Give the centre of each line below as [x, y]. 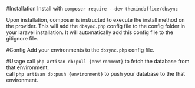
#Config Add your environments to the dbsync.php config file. [80, 50]
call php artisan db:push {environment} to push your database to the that [96, 74]
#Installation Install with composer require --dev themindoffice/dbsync [92, 9]
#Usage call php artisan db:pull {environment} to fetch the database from [98, 61]
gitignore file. [22, 38]
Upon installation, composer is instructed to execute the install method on [95, 20]
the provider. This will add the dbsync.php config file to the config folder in [96, 26]
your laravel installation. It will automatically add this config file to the [90, 32]
